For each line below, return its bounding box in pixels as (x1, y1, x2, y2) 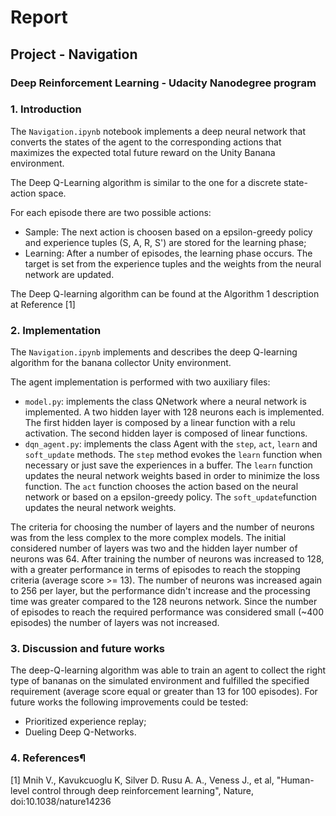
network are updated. (24, 268, 115, 280)
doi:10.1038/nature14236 (10, 795, 112, 807)
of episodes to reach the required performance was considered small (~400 (10, 606, 324, 618)
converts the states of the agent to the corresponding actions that (10, 136, 282, 148)
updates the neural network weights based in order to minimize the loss (24, 470, 320, 482)
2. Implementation (10, 323, 102, 337)
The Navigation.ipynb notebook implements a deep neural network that (10, 125, 307, 137)
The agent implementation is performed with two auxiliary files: (10, 376, 271, 388)
